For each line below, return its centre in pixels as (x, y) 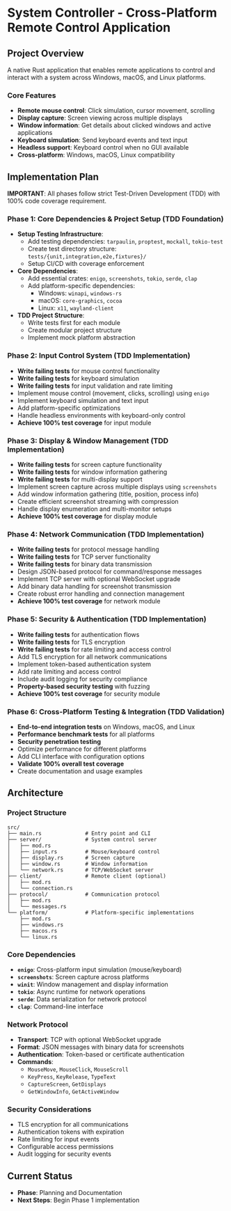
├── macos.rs (39, 931)
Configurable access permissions (65, 1147)
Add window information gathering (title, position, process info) (108, 494)
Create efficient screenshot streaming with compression (98, 501)
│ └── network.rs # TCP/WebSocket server (81, 870)
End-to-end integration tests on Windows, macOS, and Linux (106, 727)
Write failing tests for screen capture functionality (89, 465)
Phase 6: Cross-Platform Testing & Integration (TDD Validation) (116, 711)
